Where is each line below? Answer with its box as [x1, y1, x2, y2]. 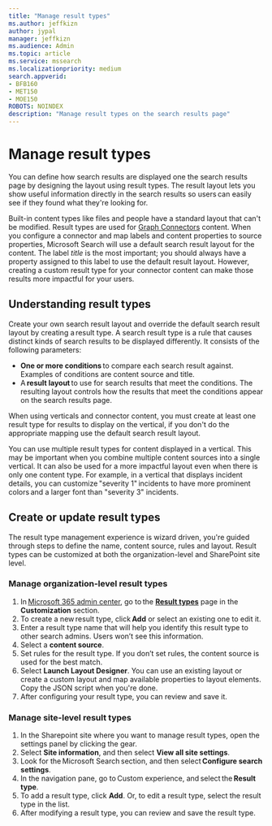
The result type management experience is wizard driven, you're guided [8, 532, 250, 542]
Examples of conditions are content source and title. [19, 369, 195, 378]
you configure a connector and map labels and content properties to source [8, 231, 262, 240]
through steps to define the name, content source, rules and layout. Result [8, 541, 257, 551]
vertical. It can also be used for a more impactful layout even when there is [8, 461, 258, 471]
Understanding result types [8, 297, 152, 311]
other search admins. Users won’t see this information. [19, 631, 204, 641]
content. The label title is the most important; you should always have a [8, 248, 247, 257]
